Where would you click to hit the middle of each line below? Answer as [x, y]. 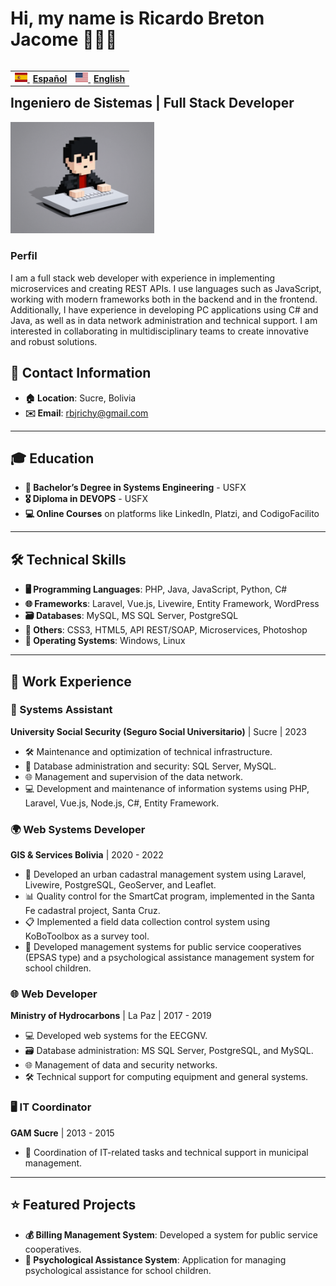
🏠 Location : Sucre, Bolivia [80, 398]
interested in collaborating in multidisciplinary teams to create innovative [159, 331]
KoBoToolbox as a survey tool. [87, 936]
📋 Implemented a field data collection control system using [147, 922]
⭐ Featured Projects [73, 1205]
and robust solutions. [54, 341]
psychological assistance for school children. [118, 1270]
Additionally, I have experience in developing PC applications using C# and [164, 309]
